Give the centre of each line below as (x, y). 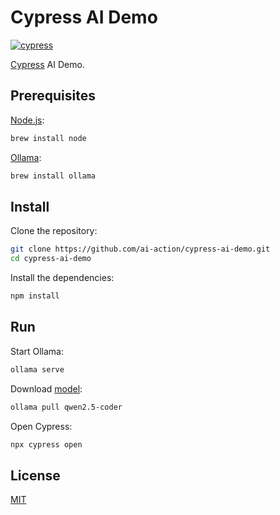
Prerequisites (53, 96)
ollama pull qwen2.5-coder (66, 407)
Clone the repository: (54, 231)
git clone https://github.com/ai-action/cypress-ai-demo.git (140, 249)
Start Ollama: (37, 351)
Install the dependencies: (62, 278)
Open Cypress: (41, 426)
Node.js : (27, 120)
